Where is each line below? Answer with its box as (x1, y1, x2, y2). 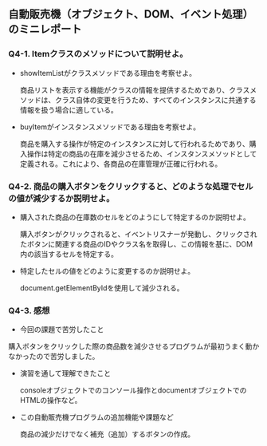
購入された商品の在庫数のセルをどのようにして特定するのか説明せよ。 (19, 212, 251, 222)
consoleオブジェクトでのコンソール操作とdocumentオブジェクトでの (19, 385, 247, 395)
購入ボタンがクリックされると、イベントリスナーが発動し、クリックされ (19, 229, 257, 239)
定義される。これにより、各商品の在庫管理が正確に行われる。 (19, 159, 222, 168)
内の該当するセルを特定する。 (19, 249, 118, 259)
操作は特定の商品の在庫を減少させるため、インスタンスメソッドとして (26, 148, 257, 158)
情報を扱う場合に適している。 (19, 105, 118, 114)
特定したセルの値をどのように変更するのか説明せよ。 (19, 266, 195, 275)
